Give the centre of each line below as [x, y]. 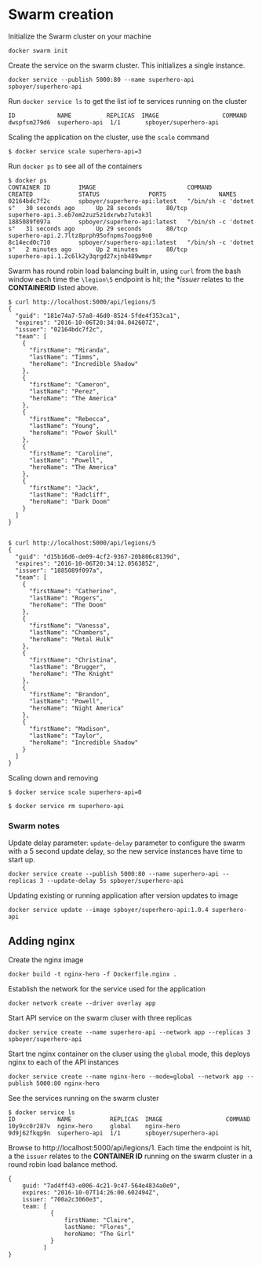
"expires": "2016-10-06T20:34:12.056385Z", [87, 563]
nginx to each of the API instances [64, 1062]
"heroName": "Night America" [76, 708]
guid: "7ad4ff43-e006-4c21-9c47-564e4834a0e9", [101, 1186]
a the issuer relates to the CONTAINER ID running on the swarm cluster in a [131, 1156]
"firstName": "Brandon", [69, 694]
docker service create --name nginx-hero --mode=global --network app [126, 1077]
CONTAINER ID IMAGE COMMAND [110, 187]
